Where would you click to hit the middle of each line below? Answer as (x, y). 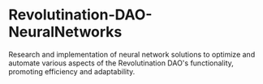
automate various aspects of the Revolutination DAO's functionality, (121, 63)
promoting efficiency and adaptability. (72, 71)
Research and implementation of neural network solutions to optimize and (132, 54)
